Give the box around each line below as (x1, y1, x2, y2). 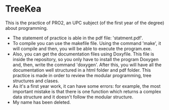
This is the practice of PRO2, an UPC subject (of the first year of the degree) (5, 20, 164, 26)
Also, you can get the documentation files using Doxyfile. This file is (12, 51, 154, 57)
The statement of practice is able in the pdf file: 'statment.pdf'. (12, 35, 143, 41)
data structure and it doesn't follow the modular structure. (12, 94, 134, 100)
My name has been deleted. (12, 99, 71, 105)
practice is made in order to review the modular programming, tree (12, 72, 152, 78)
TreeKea (5, 3, 41, 15)
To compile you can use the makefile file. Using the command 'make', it (12, 40, 161, 46)
